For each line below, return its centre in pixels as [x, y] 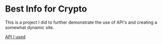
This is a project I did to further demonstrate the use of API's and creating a [81, 22]
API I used [15, 37]
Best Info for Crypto [46, 9]
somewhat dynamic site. [30, 27]
